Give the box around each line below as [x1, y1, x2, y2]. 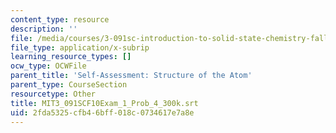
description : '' [10, 24, 78, 34]
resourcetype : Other [10, 89, 97, 99]
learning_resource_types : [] [10, 52, 132, 62]
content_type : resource [10, 14, 110, 25]
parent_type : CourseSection [10, 80, 128, 90]
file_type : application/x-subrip [10, 42, 150, 53]
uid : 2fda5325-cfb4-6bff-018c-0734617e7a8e [10, 107, 195, 118]
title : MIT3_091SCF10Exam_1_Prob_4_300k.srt [10, 98, 199, 108]
